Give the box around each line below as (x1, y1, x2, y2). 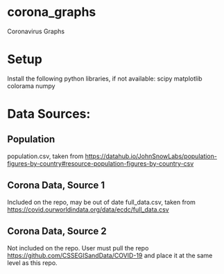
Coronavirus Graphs (7, 27, 64, 35)
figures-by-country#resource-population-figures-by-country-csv (7, 159, 194, 167)
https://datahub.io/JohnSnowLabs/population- (85, 152, 217, 160)
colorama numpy (7, 81, 55, 90)
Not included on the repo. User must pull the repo (7, 243, 149, 252)
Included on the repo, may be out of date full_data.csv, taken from (7, 198, 196, 206)
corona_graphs (7, 4, 96, 20)
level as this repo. (7, 258, 58, 267)
